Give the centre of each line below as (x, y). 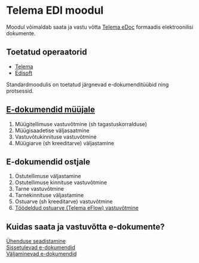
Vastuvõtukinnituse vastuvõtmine (56, 137)
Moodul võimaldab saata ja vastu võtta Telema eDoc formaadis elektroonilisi (100, 27)
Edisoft (24, 73)
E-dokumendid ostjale (48, 162)
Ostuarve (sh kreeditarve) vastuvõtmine (64, 201)
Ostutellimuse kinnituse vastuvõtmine (61, 182)
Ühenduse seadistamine (36, 241)
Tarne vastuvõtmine (39, 189)
